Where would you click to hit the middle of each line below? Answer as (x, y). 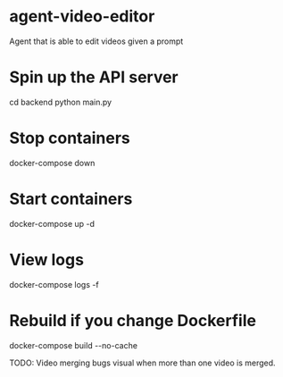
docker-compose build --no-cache (74, 345)
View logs (47, 260)
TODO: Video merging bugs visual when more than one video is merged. (142, 363)
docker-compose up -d (52, 223)
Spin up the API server (94, 77)
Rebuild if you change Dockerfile (133, 320)
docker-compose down (52, 163)
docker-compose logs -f (54, 284)
